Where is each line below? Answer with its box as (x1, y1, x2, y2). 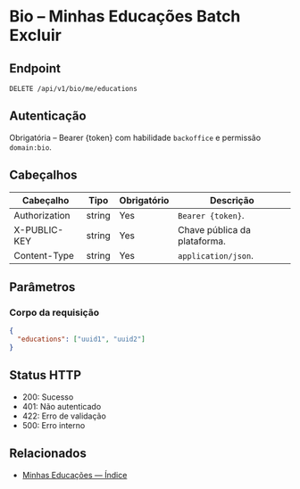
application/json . (178, 249, 254, 261)
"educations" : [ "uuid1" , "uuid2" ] (17, 335, 146, 344)
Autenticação (9, 109, 87, 124)
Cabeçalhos (9, 168, 78, 183)
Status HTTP (9, 368, 82, 383)
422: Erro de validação (21, 410, 107, 421)
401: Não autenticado (21, 401, 102, 411)
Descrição (209, 194, 254, 206)
